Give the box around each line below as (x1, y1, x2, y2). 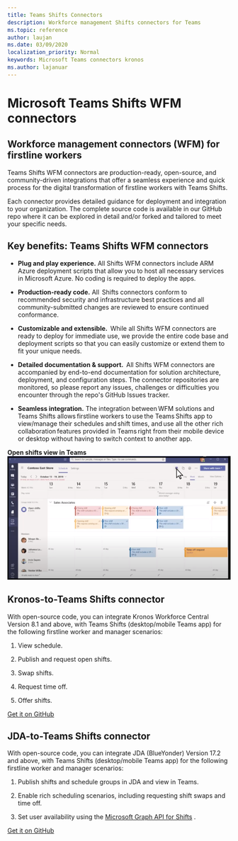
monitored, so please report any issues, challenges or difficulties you (17, 383, 220, 391)
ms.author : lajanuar (7, 64, 69, 71)
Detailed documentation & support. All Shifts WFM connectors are (17, 360, 215, 368)
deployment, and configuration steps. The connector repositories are (17, 376, 220, 384)
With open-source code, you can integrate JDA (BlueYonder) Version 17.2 (7, 749, 221, 757)
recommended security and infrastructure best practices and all (17, 295, 205, 304)
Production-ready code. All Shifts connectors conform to (17, 288, 188, 296)
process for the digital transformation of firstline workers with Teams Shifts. (7, 183, 228, 191)
